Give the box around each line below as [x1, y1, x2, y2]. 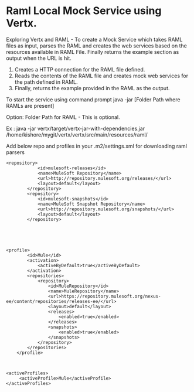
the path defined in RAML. [14, 78, 78, 86]
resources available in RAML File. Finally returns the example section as [6, 48, 179, 55]
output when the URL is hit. [6, 54, 72, 62]
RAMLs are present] [6, 102, 55, 109]
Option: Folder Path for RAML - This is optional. [6, 113, 120, 121]
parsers [6, 148, 25, 156]
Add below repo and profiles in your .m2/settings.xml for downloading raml [6, 142, 188, 149]
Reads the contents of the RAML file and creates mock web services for [14, 72, 189, 79]
